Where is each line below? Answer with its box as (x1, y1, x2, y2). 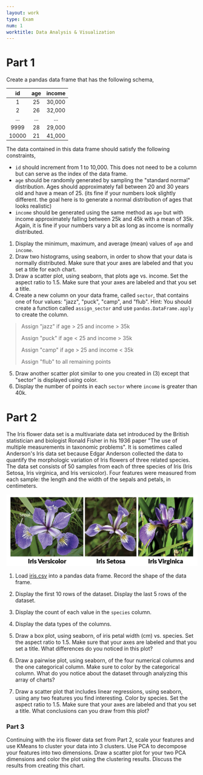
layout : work (6, 10, 39, 16)
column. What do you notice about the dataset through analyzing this (15, 669, 188, 677)
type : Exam (6, 16, 34, 22)
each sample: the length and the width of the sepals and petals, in (6, 476, 171, 483)
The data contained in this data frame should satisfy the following (6, 146, 170, 153)
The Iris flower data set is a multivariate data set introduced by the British (6, 431, 189, 438)
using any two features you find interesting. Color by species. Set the (15, 694, 188, 702)
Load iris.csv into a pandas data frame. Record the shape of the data (15, 572, 187, 579)
